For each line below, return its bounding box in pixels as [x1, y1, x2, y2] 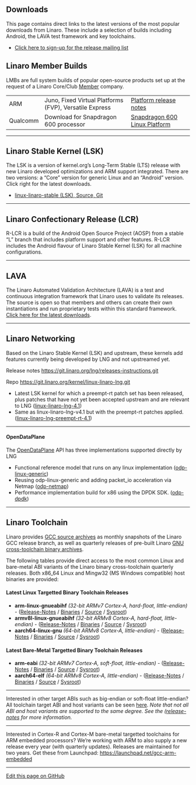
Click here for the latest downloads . [6, 312, 92, 319]
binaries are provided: [6, 575, 59, 582]
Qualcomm [9, 117, 39, 125]
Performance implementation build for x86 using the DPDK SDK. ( [14, 489, 173, 496]
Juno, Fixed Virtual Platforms [44, 96, 124, 104]
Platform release [131, 96, 176, 104]
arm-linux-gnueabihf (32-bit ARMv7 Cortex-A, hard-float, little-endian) [14, 602, 188, 609]
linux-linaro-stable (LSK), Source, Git [14, 192, 103, 199]
